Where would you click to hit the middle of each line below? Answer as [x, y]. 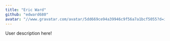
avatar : [13, 19]
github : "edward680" [27, 14]
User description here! [29, 33]
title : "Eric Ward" [26, 10]
